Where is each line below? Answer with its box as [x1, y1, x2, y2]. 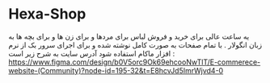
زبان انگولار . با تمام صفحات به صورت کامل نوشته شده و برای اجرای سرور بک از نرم [8, 39, 263, 49]
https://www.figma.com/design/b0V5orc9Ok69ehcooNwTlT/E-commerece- [8, 57, 261, 67]
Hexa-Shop [8, 5, 86, 23]
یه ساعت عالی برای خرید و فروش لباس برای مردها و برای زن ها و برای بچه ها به [8, 31, 250, 41]
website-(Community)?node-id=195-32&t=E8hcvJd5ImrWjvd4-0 [8, 65, 224, 75]
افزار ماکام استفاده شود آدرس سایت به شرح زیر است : [8, 48, 175, 58]
